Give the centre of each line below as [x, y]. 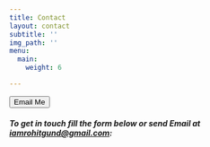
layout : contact [39, 26]
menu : [19, 51]
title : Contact [38, 17]
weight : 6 [44, 68]
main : [28, 59]
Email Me [30, 102]
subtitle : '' [34, 34]
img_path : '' [34, 43]
